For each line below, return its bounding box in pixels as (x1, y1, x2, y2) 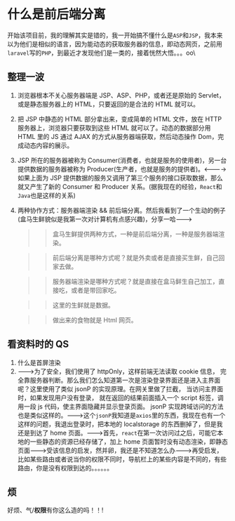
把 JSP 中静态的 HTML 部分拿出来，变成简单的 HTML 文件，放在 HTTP (17, 114, 222, 123)
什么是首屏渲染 (17, 358, 61, 367)
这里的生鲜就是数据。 (52, 301, 114, 309)
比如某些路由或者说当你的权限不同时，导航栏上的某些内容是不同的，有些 (17, 454, 227, 463)
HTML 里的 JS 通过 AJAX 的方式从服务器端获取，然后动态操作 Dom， (17, 132, 218, 140)
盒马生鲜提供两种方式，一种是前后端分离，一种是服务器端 (52, 230, 219, 238)
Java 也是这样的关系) (17, 191, 76, 199)
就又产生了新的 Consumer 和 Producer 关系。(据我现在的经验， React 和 (17, 182, 222, 190)
